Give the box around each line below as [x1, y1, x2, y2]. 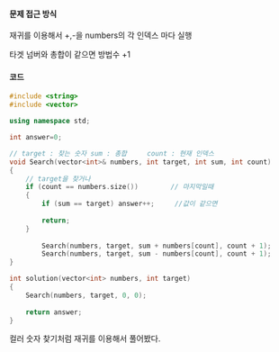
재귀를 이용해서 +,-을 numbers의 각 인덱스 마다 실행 [9, 30, 193, 41]
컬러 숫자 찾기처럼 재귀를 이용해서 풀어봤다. [9, 333, 161, 344]
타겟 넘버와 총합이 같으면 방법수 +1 [9, 50, 130, 60]
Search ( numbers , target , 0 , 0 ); [25, 291, 147, 300]
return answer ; [25, 307, 83, 317]
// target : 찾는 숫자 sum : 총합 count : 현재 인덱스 [9, 149, 214, 158]
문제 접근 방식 [9, 8, 57, 19]
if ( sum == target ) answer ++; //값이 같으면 [41, 199, 218, 209]
